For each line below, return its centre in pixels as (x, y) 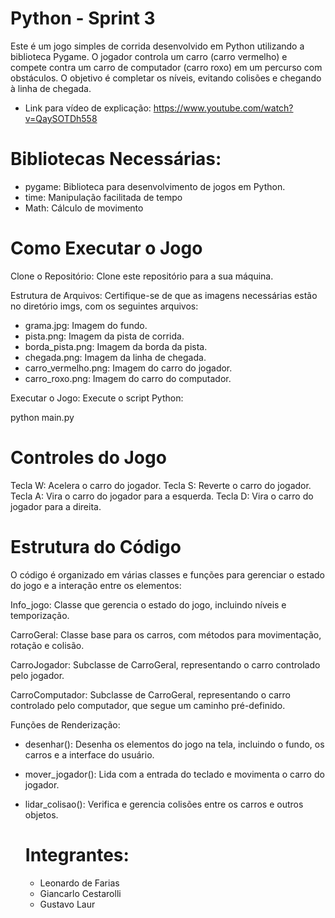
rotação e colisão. (47, 645)
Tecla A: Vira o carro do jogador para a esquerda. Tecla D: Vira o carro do (162, 496)
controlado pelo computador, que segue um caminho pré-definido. (148, 705)
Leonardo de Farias (79, 883)
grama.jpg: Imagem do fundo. (86, 325)
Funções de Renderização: (65, 724)
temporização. (40, 615)
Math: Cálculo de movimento (84, 208)
